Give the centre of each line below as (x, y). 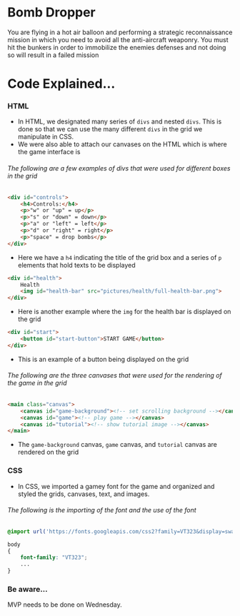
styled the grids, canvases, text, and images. (84, 494)
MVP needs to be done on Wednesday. (65, 605)
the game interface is (49, 152)
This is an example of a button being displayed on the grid (103, 359)
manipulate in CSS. (46, 137)
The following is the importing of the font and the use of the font (102, 510)
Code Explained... (61, 84)
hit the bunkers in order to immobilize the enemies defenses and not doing (117, 47)
